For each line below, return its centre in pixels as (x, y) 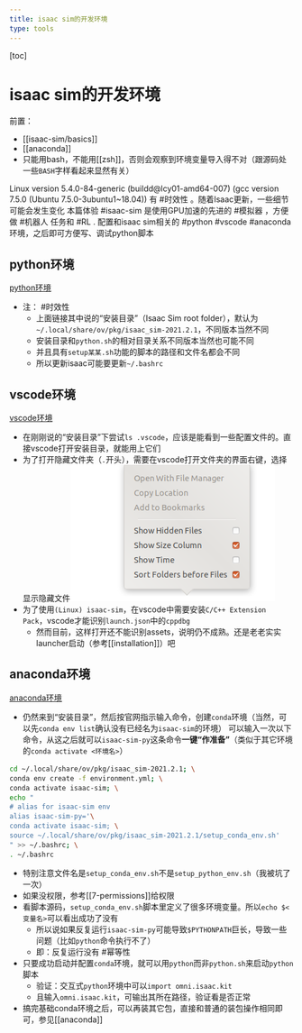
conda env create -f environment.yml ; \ (87, 778)
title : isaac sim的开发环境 (59, 19)
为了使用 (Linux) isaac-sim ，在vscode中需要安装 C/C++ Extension (144, 609)
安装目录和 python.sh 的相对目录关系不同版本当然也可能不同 (145, 341)
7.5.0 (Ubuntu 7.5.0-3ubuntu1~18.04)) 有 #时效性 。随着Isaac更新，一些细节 (149, 199)
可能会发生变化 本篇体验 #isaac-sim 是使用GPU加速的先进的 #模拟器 (136, 211)
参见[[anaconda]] (71, 1019)
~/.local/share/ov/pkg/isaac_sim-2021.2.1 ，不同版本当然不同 (152, 330)
